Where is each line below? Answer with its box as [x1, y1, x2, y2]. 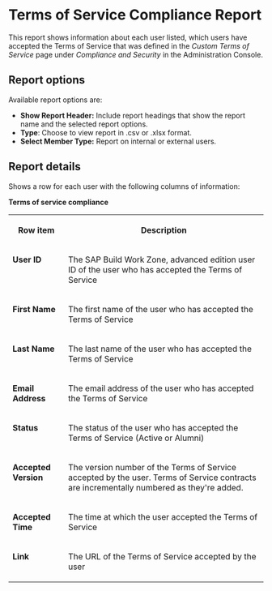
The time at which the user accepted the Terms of [67, 511, 257, 522]
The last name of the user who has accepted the [67, 343, 253, 354]
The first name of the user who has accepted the [67, 303, 253, 315]
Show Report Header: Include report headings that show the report [19, 110, 245, 120]
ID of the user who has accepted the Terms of [67, 263, 243, 275]
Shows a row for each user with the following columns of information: [8, 181, 240, 191]
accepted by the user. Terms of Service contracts [67, 472, 257, 483]
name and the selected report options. [19, 119, 148, 129]
